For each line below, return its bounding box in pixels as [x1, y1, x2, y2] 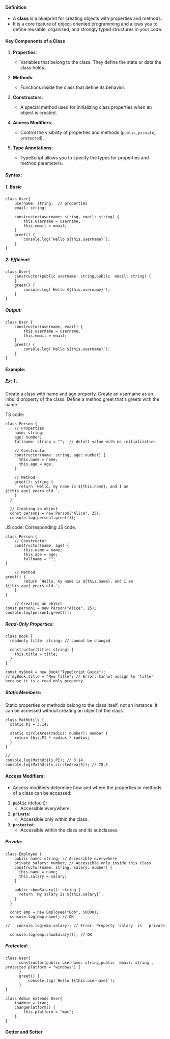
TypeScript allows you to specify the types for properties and [20, 155, 149, 161]
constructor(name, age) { [14, 543, 70, 548]
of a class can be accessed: [12, 790, 72, 796]
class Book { [5, 634, 33, 639]
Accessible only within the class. [20, 816, 89, 822]
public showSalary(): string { [14, 887, 81, 892]
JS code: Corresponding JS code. [5, 524, 76, 530]
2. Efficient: [5, 256, 31, 263]
